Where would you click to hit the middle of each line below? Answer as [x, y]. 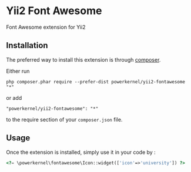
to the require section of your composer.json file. [64, 119]
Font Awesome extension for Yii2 [46, 27]
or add [14, 97]
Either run [18, 71]
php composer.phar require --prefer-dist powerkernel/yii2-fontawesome [95, 82]
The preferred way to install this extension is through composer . [83, 59]
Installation [27, 45]
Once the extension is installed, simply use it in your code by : [81, 152]
